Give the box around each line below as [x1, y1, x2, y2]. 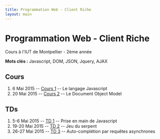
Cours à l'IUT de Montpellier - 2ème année [5, 49, 92, 55]
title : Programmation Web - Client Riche [5, 7, 92, 12]
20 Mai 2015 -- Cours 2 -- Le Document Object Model [12, 91, 122, 97]
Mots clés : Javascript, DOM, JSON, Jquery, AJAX [5, 58, 108, 64]
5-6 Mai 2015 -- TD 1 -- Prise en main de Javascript [12, 118, 117, 124]
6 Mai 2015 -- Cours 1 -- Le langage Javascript [12, 86, 107, 92]
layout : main [5, 12, 32, 17]
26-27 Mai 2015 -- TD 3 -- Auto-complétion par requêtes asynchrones [12, 128, 156, 135]
